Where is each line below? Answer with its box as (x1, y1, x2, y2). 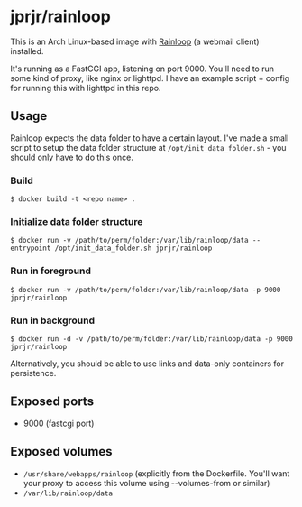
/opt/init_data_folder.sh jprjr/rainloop (54, 244, 213, 253)
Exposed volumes (10, 444, 113, 459)
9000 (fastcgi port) (23, 418, 95, 429)
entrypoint (10, 244, 51, 253)
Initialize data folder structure (10, 215, 143, 227)
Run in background (10, 314, 96, 327)
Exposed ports (10, 394, 94, 410)
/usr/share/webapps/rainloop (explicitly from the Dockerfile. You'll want (23, 467, 290, 479)
